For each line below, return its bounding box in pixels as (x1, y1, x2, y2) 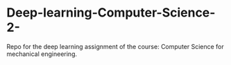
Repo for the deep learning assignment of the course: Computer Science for (6, 42, 225, 50)
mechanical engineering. (6, 50, 78, 58)
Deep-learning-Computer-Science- (6, 5, 216, 21)
